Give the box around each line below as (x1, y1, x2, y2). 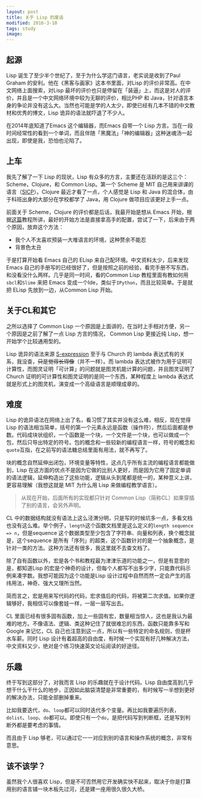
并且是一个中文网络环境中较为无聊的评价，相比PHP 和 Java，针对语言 (16, 94, 189, 101)
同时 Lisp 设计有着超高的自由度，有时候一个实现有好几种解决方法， (26, 635, 193, 642)
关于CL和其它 (6, 306, 56, 316)
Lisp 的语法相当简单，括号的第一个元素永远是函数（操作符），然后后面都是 (6, 424, 188, 431)
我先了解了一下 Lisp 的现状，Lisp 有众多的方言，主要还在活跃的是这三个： (6, 173, 188, 180)
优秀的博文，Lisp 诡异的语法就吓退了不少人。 (16, 109, 129, 116)
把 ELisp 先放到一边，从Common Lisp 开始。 (6, 286, 116, 294)
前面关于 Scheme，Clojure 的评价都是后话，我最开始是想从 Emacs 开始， (6, 208, 187, 216)
